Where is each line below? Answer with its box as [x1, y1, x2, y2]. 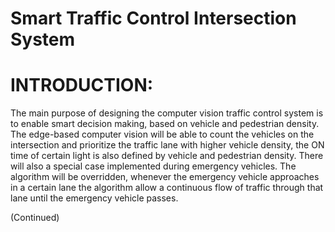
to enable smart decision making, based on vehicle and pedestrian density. [10, 118, 320, 130]
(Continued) [10, 212, 60, 224]
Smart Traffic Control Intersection [10, 7, 297, 30]
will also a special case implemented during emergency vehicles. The [10, 160, 297, 172]
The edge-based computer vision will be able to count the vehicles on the [10, 128, 315, 141]
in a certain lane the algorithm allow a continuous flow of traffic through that [10, 182, 324, 194]
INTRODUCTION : [10, 74, 154, 97]
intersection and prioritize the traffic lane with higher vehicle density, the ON [10, 139, 325, 151]
